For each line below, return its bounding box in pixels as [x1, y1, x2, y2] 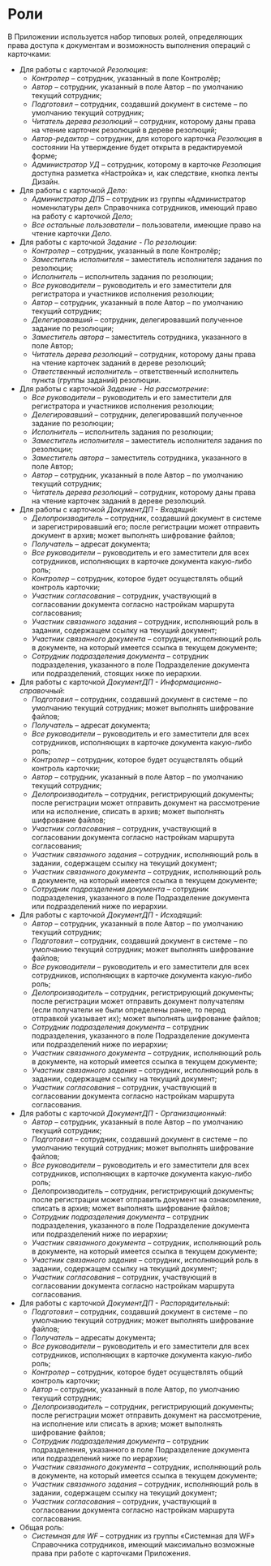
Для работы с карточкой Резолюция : [19, 64, 148, 74]
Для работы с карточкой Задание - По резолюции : [19, 237, 197, 247]
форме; [31, 151, 58, 161]
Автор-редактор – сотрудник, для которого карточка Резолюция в [31, 133, 263, 143]
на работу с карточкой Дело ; [31, 211, 133, 221]
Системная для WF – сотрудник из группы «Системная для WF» [31, 1531, 255, 1541]
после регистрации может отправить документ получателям [31, 996, 245, 1006]
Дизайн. [31, 176, 60, 187]
